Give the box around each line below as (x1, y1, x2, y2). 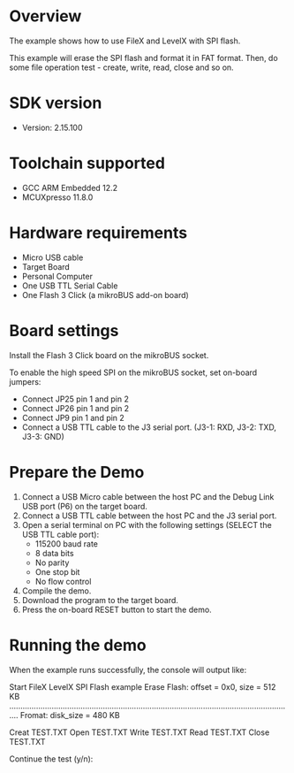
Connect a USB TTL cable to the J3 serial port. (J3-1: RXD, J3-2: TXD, (21, 422, 276, 432)
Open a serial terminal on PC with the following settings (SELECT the (21, 519, 272, 530)
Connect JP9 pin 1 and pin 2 (21, 412, 125, 423)
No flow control (34, 576, 92, 586)
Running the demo (9, 635, 147, 655)
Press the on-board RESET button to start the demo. (21, 604, 212, 615)
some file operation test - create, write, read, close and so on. (9, 62, 234, 73)
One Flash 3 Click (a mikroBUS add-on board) (21, 289, 190, 300)
